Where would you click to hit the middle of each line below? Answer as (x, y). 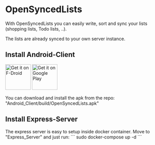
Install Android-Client (40, 55)
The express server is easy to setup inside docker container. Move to (77, 131)
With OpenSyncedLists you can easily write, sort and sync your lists (76, 23)
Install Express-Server (41, 119)
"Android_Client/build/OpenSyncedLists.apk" (52, 103)
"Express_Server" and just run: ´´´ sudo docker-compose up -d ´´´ (74, 137)
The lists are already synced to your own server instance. (65, 39)
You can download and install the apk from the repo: (60, 98)
